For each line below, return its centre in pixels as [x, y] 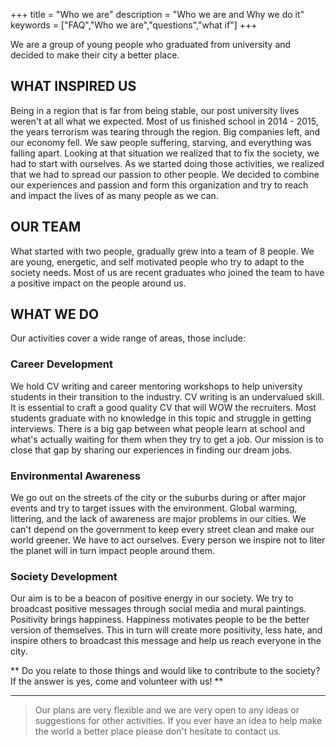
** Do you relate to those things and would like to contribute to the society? [165, 671]
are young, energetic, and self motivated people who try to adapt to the [157, 261]
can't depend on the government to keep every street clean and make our [162, 530]
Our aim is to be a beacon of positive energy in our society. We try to [152, 598]
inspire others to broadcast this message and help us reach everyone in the [166, 641]
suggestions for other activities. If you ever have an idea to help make [178, 721]
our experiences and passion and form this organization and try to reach [159, 185]
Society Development [64, 576]
